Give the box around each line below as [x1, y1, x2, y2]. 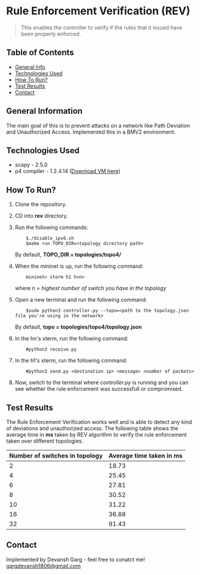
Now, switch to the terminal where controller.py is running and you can [14, 379, 189, 386]
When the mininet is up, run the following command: [14, 262, 144, 270]
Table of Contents [6, 48, 75, 58]
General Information [6, 106, 83, 116]
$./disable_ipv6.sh [26, 236, 75, 242]
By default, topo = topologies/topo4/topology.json [14, 323, 142, 330]
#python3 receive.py [26, 347, 77, 353]
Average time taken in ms [108, 452, 183, 460]
